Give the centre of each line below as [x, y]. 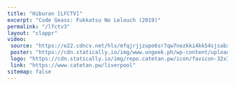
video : [17, 40]
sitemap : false [29, 71]
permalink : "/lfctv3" [39, 26]
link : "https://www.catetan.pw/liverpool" [73, 65]
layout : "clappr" [33, 33]
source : [21, 46]
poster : [21, 53]
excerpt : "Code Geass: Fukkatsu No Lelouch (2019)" [84, 20]
